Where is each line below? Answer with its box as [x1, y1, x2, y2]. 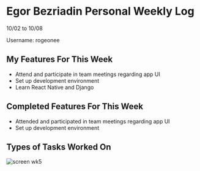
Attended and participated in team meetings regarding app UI [15, 118, 170, 125]
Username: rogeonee [6, 36, 60, 44]
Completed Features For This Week [6, 101, 144, 112]
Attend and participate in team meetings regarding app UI [15, 70, 161, 78]
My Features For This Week [6, 54, 113, 65]
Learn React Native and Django [15, 83, 94, 91]
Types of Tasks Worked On [6, 142, 111, 152]
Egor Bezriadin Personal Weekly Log [6, 4, 194, 18]
